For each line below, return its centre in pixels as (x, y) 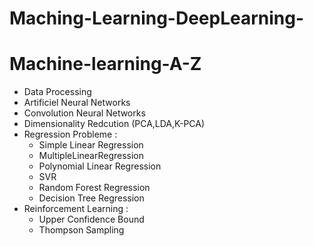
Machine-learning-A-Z (105, 64)
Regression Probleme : (70, 134)
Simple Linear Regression (91, 145)
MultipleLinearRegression (91, 156)
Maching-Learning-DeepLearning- (157, 18)
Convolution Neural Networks (84, 113)
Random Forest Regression (94, 188)
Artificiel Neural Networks (77, 103)
